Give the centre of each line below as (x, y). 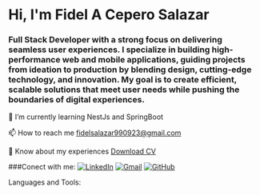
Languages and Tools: (45, 182)
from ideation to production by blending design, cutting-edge (130, 70)
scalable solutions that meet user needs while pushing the (124, 90)
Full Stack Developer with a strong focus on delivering (115, 40)
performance (34, 60)
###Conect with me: (42, 167)
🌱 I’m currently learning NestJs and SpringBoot (86, 117)
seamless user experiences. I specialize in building (109, 50)
